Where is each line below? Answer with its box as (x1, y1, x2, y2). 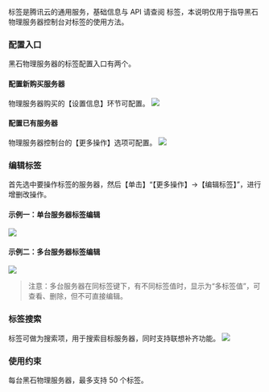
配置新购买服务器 (8, 79, 65, 89)
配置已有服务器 (8, 118, 58, 128)
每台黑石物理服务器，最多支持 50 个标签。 (8, 375, 149, 385)
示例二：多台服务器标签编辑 (8, 246, 101, 256)
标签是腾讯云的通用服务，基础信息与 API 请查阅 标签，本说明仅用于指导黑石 (8, 7, 259, 16)
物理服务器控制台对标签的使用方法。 (8, 17, 129, 27)
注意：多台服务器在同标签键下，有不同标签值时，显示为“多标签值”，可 (27, 281, 261, 291)
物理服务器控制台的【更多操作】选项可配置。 (8, 138, 157, 147)
